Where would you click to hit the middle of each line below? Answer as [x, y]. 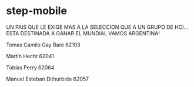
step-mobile [37, 11]
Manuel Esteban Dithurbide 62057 [48, 79]
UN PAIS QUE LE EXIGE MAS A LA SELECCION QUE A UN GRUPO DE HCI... [97, 27]
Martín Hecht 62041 [30, 56]
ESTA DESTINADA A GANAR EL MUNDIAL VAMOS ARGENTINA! [83, 33]
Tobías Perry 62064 [30, 67]
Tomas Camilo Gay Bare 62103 [43, 45]
